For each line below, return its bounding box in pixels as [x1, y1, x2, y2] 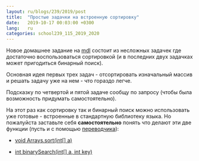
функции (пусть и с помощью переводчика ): [6, 125, 119, 133]
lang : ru [6, 25, 33, 31]
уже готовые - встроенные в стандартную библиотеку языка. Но [6, 113, 171, 120]
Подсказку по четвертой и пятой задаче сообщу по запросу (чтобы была [6, 89, 192, 96]
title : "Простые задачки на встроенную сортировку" [6, 14, 140, 20]
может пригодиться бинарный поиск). [6, 60, 103, 67]
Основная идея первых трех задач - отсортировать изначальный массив [6, 71, 193, 78]
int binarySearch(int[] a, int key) [14, 149, 93, 156]
